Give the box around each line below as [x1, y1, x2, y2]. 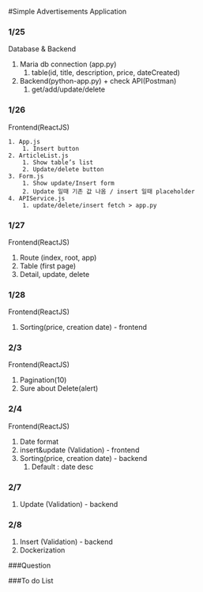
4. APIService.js [8, 194, 66, 202]
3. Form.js [8, 172, 44, 180]
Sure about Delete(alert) [19, 384, 99, 393]
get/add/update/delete [31, 84, 105, 94]
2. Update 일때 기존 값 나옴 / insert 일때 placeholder [22, 187, 195, 196]
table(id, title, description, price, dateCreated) [31, 68, 180, 77]
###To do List [8, 576, 54, 586]
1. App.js [8, 137, 41, 145]
